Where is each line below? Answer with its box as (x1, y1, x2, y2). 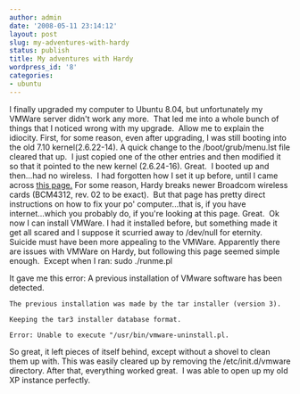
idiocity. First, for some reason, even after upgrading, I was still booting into (9, 132, 287, 143)
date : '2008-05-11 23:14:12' (9, 21, 118, 30)
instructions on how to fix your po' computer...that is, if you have (9, 198, 246, 209)
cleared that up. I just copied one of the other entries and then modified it (9, 151, 281, 161)
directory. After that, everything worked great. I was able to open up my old (9, 365, 288, 375)
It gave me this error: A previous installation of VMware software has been (9, 273, 283, 283)
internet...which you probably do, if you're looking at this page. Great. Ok (9, 208, 279, 218)
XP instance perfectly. (9, 374, 91, 385)
